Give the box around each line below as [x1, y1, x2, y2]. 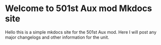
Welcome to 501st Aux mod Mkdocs [5, 3, 152, 14]
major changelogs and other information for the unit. [5, 34, 110, 40]
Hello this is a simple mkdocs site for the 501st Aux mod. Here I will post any [5, 29, 157, 35]
